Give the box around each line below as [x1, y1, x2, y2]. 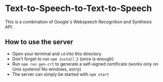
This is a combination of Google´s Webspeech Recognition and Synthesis [5, 19, 152, 25]
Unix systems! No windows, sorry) [12, 66, 81, 72]
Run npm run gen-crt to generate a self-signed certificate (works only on [12, 61, 159, 67]
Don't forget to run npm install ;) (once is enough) [12, 56, 114, 62]
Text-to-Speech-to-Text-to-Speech [5, 3, 152, 14]
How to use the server [5, 38, 73, 46]
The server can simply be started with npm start [12, 71, 109, 77]
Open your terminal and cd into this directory [12, 51, 102, 56]
